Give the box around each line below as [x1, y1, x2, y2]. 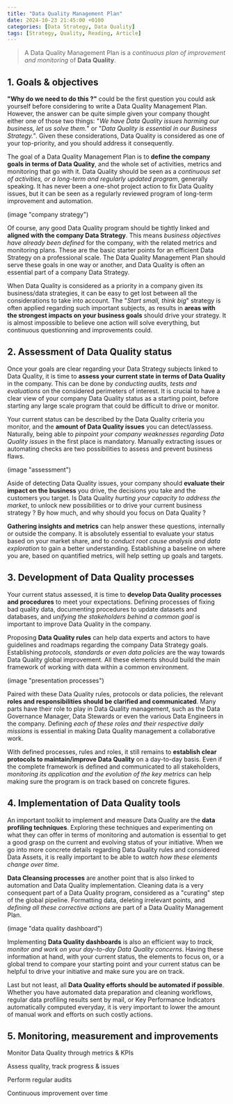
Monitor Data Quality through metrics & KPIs [7, 1048, 134, 1057]
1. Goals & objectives [7, 76, 99, 88]
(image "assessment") [7, 465, 72, 474]
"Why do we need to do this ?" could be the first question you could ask [7, 95, 216, 103]
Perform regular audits [7, 1075, 72, 1084]
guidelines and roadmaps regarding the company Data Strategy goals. [7, 641, 209, 649]
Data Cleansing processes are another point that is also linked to [7, 874, 195, 882]
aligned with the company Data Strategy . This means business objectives [7, 231, 221, 240]
